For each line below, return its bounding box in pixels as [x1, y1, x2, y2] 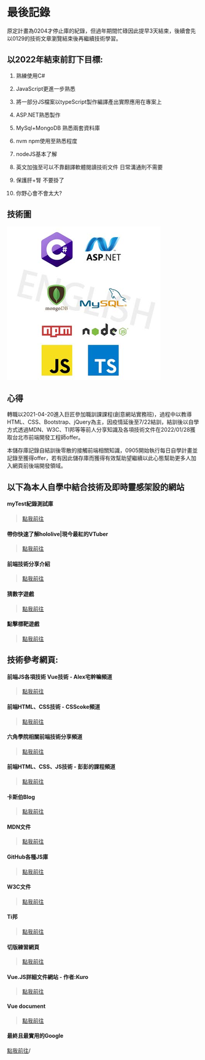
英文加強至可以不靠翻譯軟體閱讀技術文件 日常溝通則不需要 [15, 163, 163, 171]
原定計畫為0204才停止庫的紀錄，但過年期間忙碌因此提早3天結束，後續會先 [7, 27, 196, 34]
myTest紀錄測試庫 [7, 500, 54, 507]
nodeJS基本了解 [15, 150, 58, 157]
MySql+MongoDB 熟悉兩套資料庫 [15, 124, 101, 131]
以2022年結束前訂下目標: [7, 55, 103, 65]
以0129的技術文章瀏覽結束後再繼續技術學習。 [7, 34, 122, 42]
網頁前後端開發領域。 [12, 462, 66, 470]
